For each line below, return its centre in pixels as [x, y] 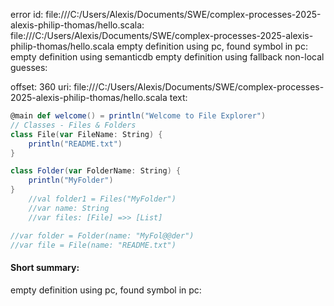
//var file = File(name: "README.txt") [93, 245]
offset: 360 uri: [41, 87]
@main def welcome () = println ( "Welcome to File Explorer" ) [138, 116]
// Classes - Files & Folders [73, 125]
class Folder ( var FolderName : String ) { [96, 171]
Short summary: [45, 267]
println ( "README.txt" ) [75, 144]
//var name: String [69, 208]
